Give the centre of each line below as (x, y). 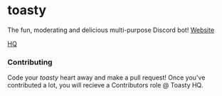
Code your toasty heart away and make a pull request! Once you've (106, 78)
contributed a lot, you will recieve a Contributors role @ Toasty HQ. (105, 85)
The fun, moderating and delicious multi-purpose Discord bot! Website (111, 30)
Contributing (30, 62)
